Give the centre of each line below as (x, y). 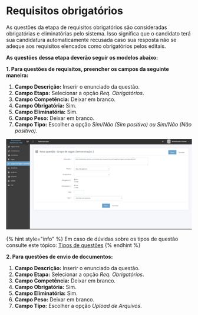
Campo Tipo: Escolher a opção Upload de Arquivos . (78, 306)
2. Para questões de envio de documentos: (60, 256)
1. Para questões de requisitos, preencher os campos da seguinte (88, 69)
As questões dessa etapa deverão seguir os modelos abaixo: (82, 57)
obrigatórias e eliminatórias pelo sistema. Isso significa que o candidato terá (98, 33)
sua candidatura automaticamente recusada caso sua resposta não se (91, 40)
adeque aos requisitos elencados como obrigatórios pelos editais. (86, 46)
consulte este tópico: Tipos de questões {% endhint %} (73, 245)
